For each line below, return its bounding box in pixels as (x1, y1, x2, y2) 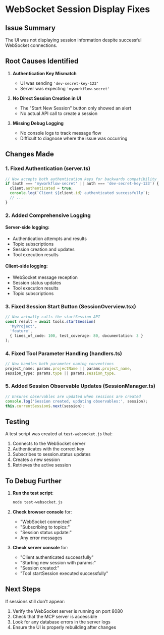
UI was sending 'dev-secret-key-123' (20, 80, 99, 86)
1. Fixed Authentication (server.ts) (5, 165, 91, 172)
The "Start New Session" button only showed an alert (20, 105, 131, 111)
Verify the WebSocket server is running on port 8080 (12, 608, 123, 614)
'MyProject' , (10, 324, 37, 329)
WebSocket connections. (5, 42, 58, 48)
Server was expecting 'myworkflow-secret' (20, 85, 110, 91)
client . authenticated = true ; (10, 186, 73, 191)
